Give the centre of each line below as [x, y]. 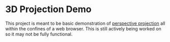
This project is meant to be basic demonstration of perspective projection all [85, 23]
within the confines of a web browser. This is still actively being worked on [83, 28]
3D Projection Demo [48, 9]
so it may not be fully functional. [39, 34]
